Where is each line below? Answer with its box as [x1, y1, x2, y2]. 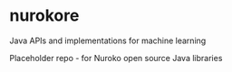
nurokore [9, 5, 80, 26]
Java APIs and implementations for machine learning [9, 35, 207, 46]
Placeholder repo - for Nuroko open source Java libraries [9, 52, 223, 63]
